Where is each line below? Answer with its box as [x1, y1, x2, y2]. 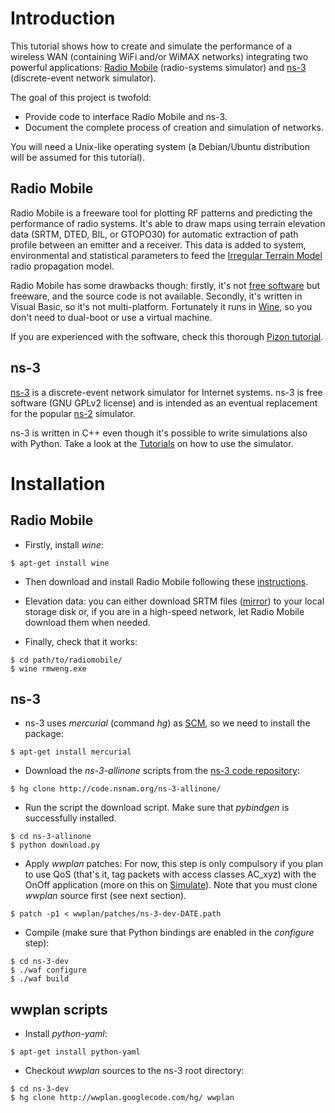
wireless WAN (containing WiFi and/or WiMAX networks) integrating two [10, 50, 309, 62]
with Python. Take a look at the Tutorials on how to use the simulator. [10, 437, 294, 449]
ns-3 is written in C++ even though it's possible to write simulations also [10, 427, 308, 439]
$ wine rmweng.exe [10, 663, 87, 674]
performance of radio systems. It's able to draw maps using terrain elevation [10, 217, 326, 229]
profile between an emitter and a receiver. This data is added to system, [10, 238, 307, 251]
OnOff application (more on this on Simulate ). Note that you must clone [24, 879, 318, 891]
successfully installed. [24, 812, 117, 824]
